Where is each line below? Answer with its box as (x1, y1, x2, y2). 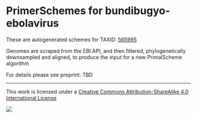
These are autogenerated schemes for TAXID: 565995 (6, 36, 137, 43)
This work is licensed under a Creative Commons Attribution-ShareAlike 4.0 (6, 88, 189, 95)
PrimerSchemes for (6, 4, 103, 18)
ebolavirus (6, 16, 59, 30)
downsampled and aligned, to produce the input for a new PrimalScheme (6, 53, 183, 60)
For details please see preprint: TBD (6, 71, 93, 78)
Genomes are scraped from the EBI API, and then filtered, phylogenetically (6, 47, 186, 54)
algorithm (6, 60, 29, 67)
